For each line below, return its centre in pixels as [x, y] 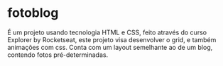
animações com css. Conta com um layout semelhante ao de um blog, [110, 47]
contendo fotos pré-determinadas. [58, 55]
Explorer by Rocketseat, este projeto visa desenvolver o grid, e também [112, 39]
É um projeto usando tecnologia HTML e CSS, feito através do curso [107, 32]
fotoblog [33, 13]
